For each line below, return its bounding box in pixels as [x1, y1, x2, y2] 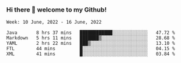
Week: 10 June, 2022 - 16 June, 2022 [6, 19, 102, 25]
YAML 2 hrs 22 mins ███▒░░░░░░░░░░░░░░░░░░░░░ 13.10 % [6, 41, 175, 47]
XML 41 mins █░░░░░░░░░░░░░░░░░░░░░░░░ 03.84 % [6, 51, 175, 57]
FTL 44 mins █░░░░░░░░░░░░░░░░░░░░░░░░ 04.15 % [6, 45, 175, 52]
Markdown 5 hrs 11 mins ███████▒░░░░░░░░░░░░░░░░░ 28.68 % [6, 35, 175, 41]
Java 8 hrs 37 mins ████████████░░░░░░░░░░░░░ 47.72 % [6, 30, 175, 36]
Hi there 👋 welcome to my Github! [6, 5, 108, 14]
